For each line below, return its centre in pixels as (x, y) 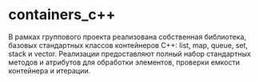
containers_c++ (62, 15)
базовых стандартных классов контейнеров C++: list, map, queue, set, (128, 45)
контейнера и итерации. (50, 70)
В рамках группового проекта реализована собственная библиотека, (127, 37)
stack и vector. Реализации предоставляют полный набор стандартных (130, 53)
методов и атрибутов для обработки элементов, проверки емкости (124, 62)
